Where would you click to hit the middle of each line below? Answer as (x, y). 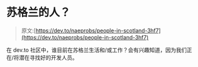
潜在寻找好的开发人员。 (48, 57)
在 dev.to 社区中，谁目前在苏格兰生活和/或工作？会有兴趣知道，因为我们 (97, 50)
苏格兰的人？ (39, 12)
